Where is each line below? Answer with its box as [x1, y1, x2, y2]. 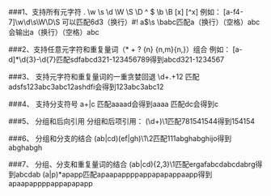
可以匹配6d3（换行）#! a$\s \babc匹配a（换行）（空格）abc [61, 17, 260, 27]
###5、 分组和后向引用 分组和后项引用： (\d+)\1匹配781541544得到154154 [8, 117, 256, 126]
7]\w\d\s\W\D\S [8, 17, 61, 27]
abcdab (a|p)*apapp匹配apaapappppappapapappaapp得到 [15, 169, 213, 179]
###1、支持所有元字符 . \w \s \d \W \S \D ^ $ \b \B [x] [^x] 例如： [8, 7, 222, 16]
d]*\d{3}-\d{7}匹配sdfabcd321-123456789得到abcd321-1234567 [8, 55, 225, 64]
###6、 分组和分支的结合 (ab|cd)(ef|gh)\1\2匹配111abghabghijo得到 [8, 134, 232, 143]
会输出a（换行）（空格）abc [8, 28, 100, 36]
